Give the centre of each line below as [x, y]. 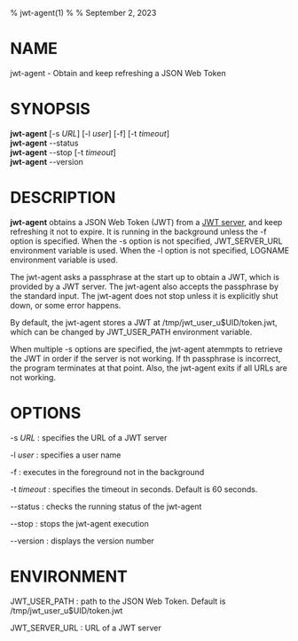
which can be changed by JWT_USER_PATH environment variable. [131, 332]
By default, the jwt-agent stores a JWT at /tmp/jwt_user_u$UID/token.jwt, [144, 322]
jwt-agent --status [44, 143]
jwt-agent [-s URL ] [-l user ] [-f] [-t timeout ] [90, 133]
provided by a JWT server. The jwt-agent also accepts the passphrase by [144, 286]
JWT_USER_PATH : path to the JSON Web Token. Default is [118, 601]
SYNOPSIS [51, 109]
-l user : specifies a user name [66, 455]
